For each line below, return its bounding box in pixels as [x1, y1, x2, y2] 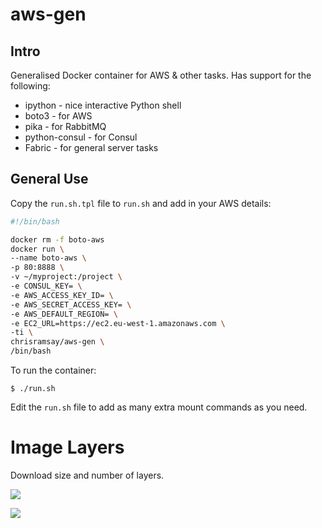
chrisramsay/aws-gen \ [10, 337, 105, 347]
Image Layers [10, 436, 125, 459]
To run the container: [10, 364, 97, 377]
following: [10, 80, 51, 92]
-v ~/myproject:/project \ [10, 272, 123, 282]
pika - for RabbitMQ [24, 121, 107, 132]
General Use [10, 171, 89, 188]
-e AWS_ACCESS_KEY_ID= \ [10, 290, 114, 300]
